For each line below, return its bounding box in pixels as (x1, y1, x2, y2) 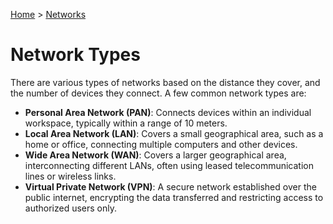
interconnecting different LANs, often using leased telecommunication (24, 159, 314, 171)
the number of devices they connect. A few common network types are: (10, 87, 307, 99)
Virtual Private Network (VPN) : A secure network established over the (24, 180, 317, 193)
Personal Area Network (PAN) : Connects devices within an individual (24, 106, 312, 118)
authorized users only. (24, 202, 118, 214)
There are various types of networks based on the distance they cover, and (10, 76, 321, 88)
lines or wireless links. (24, 170, 117, 182)
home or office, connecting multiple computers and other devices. (24, 138, 298, 150)
